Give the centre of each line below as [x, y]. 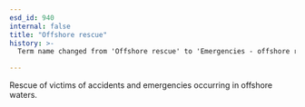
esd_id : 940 [32, 18]
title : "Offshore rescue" [58, 34]
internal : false [40, 26]
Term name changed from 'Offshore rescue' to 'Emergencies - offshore [154, 52]
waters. [24, 95]
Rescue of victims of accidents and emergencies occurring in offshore [141, 85]
